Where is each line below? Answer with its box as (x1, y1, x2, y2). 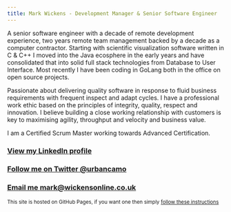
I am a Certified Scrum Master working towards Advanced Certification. (7, 129, 210, 137)
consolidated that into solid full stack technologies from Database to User (7, 58, 216, 66)
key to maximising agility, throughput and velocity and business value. (7, 115, 206, 124)
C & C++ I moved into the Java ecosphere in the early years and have (7, 51, 205, 59)
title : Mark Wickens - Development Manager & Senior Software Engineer (7, 10, 217, 17)
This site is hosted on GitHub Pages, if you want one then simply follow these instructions (7, 198, 219, 205)
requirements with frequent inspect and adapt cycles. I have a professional (7, 94, 219, 102)
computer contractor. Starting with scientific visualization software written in (7, 43, 224, 52)
